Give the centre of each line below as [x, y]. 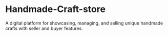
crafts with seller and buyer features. [44, 28]
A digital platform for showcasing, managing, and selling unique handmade [84, 23]
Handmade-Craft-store [56, 9]
